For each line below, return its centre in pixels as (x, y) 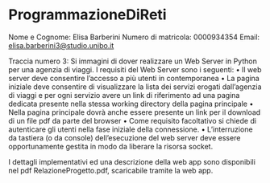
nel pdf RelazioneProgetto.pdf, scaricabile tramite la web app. (111, 170)
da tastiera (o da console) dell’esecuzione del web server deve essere (125, 137)
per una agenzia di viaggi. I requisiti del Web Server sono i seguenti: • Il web (135, 69)
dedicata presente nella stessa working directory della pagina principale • (131, 104)
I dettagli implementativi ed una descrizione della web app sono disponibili (132, 161)
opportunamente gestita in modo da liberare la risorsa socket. (111, 146)
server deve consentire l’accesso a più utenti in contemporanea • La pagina (134, 78)
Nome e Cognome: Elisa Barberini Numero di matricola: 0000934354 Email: (134, 37)
